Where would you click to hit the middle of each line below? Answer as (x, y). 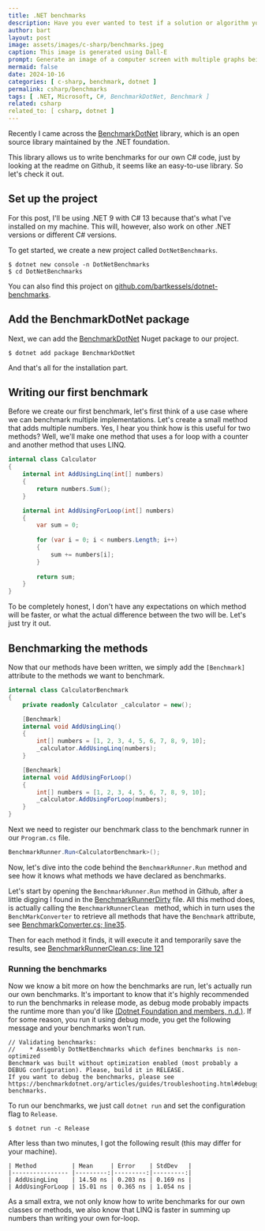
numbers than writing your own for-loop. (74, 1218)
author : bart (30, 30)
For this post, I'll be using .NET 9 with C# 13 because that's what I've (119, 217)
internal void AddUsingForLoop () (77, 777)
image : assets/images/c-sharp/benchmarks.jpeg (86, 45)
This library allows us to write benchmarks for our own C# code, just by (124, 157)
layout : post (30, 38)
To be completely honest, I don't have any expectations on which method (127, 606)
